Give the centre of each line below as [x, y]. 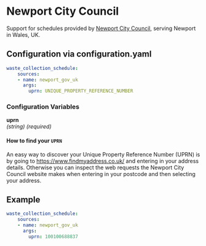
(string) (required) [29, 126]
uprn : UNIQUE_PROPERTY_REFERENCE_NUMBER [81, 91]
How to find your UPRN [34, 141]
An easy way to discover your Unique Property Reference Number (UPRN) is [103, 154]
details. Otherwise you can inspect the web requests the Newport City [95, 167]
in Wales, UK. [23, 34]
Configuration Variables [43, 107]
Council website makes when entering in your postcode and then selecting [101, 174]
